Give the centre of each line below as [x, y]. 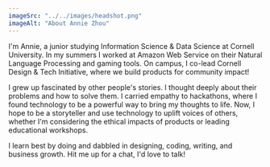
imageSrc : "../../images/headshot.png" [75, 16]
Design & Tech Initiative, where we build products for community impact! [129, 71]
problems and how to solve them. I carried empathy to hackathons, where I [133, 96]
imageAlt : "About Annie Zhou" [59, 23]
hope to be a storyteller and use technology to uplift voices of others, [123, 112]
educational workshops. [48, 130]
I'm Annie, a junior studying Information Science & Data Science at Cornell [131, 46]
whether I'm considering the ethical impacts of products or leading [119, 121]
